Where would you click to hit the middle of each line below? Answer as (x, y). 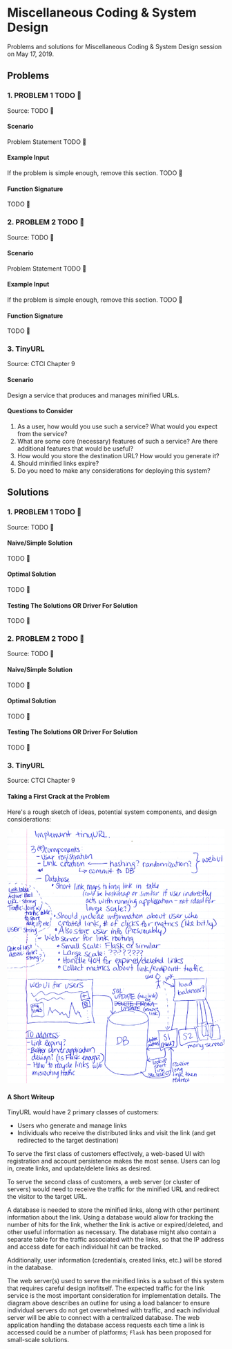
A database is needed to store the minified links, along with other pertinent (113, 1210)
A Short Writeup (31, 1097)
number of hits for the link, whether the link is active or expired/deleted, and (115, 1225)
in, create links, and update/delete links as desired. (79, 1168)
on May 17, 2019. (30, 54)
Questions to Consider (40, 411)
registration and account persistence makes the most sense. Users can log (114, 1161)
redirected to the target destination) (68, 1141)
